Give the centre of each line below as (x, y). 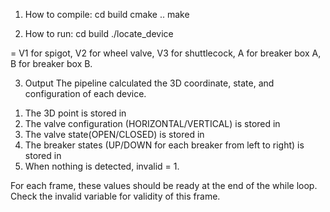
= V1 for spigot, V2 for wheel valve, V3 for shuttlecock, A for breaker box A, (166, 53)
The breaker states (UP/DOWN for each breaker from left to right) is (164, 145)
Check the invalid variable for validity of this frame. (115, 196)
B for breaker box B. (51, 63)
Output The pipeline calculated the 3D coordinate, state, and (149, 83)
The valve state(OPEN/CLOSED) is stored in (114, 134)
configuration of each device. (85, 93)
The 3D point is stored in (75, 113)
